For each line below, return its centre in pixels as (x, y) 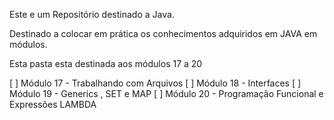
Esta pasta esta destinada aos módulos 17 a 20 (106, 63)
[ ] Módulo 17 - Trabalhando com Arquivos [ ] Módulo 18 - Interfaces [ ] (155, 83)
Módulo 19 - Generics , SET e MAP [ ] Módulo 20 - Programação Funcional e (166, 93)
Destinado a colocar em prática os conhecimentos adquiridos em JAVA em (163, 33)
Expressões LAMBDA (53, 104)
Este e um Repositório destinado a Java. (92, 14)
